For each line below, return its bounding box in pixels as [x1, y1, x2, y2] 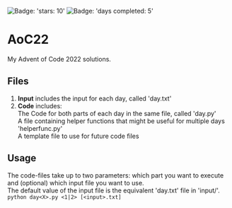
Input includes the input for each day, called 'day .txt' [17, 94, 172, 103]
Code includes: [17, 101, 62, 110]
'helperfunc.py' [17, 124, 63, 132]
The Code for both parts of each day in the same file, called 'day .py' [17, 109, 216, 117]
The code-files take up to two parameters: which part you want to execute [7, 171, 224, 180]
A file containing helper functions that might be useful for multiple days [17, 117, 225, 125]
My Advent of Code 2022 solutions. [7, 54, 112, 63]
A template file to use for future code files [17, 132, 139, 140]
